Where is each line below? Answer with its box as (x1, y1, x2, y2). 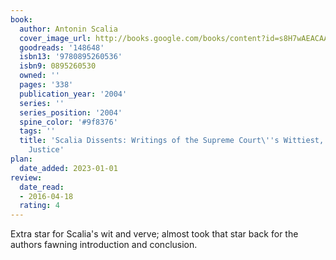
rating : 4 (19, 201, 60, 211)
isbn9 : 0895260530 (19, 61, 97, 71)
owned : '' (19, 71, 60, 81)
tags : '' (19, 126, 56, 136)
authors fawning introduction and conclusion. (10, 239, 198, 251)
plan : (10, 154, 33, 164)
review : (10, 172, 43, 183)
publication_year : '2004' (19, 89, 128, 99)
